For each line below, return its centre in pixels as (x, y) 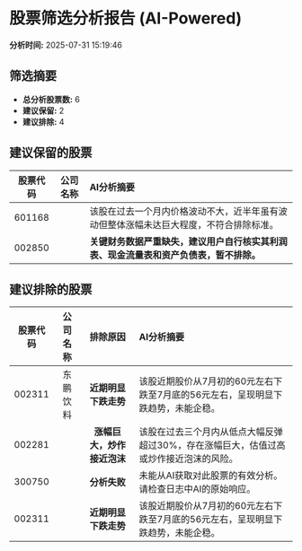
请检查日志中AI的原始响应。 (197, 489)
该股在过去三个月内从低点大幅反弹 (211, 432)
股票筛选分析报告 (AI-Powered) (126, 18)
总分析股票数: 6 (51, 99)
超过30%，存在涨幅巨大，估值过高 (212, 445)
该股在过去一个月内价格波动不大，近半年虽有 (184, 211)
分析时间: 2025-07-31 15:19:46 (66, 45)
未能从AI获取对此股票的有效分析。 (211, 476)
